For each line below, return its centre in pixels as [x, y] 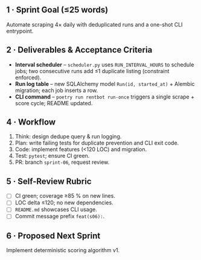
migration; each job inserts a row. [56, 90]
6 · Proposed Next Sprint [53, 236]
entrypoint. [20, 31]
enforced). [28, 77]
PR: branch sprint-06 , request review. [62, 162]
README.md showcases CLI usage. [56, 210]
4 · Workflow [31, 122]
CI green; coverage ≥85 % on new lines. [65, 196]
